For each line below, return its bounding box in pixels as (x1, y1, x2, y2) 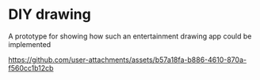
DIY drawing (8, 5, 91, 24)
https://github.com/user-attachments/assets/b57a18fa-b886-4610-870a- (8, 55, 247, 64)
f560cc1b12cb (8, 63, 54, 72)
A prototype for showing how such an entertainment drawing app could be (8, 31, 252, 41)
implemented (8, 39, 52, 49)
